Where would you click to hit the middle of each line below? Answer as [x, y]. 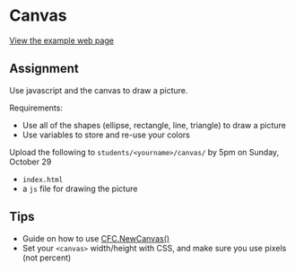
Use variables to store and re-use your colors [106, 135]
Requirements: [36, 108]
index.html [43, 180]
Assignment [44, 69]
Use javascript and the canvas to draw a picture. [99, 90]
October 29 [30, 162]
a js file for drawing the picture [80, 189]
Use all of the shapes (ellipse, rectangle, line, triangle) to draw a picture [154, 125]
